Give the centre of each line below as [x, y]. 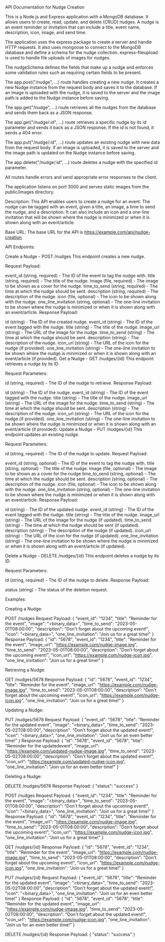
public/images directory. [30, 192]
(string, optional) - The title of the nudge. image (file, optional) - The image [81, 468]
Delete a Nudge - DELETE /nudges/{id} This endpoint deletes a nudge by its [82, 556]
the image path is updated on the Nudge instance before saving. [70, 153]
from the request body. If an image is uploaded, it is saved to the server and [82, 147]
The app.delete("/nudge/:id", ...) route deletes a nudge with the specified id [81, 162]
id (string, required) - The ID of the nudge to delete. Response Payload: [77, 580]
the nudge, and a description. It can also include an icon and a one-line [77, 212]
